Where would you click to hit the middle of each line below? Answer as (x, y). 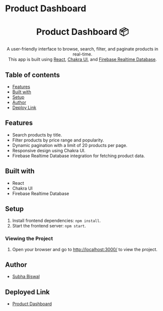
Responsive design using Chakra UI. (49, 150)
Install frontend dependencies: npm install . (56, 221)
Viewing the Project (29, 239)
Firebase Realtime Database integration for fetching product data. (79, 156)
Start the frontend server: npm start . (49, 226)
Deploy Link (24, 107)
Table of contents (32, 75)
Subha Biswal (26, 277)
